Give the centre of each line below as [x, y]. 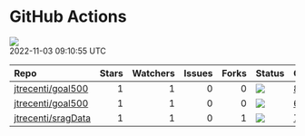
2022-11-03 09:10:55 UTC [58, 51]
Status [270, 73]
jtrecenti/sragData [53, 118]
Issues [198, 73]
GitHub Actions [68, 17]
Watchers [153, 73]
